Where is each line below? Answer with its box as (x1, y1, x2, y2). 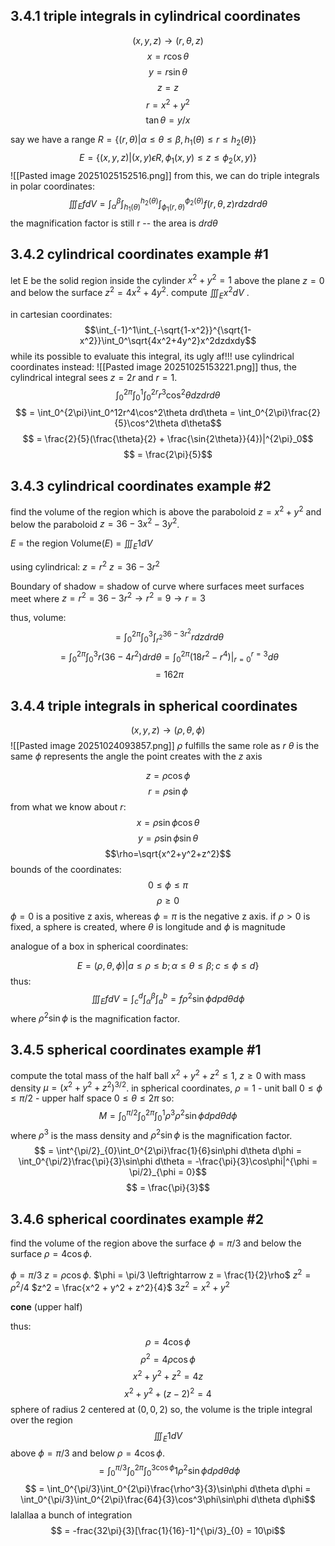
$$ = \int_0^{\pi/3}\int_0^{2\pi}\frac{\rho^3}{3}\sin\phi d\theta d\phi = (24, 1482, 312, 1494)
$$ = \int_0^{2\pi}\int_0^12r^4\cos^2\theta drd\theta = (15, 407, 237, 419)
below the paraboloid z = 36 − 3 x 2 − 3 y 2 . (10, 516, 180, 530)
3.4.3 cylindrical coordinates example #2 (10, 477, 272, 494)
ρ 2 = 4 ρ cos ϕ (140, 1351, 196, 1365)
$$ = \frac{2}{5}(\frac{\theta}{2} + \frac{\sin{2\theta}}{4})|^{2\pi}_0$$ (22, 433, 314, 445)
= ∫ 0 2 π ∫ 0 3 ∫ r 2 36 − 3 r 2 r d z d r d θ (114, 627, 225, 645)
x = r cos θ (146, 50, 190, 62)
